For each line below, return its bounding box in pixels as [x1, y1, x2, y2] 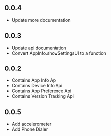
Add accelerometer [11, 121, 52, 127]
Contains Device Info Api [11, 83, 63, 89]
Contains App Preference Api [11, 88, 72, 94]
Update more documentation [11, 17, 71, 23]
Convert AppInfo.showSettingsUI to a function [11, 50, 106, 56]
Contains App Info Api [11, 77, 57, 83]
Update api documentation [11, 45, 66, 51]
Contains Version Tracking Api [11, 93, 74, 99]
